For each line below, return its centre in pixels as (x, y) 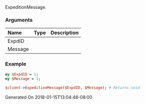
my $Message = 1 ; (23, 79)
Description (65, 33)
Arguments (19, 20)
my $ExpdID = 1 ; (22, 74)
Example (16, 64)
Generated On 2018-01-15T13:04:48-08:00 (49, 97)
